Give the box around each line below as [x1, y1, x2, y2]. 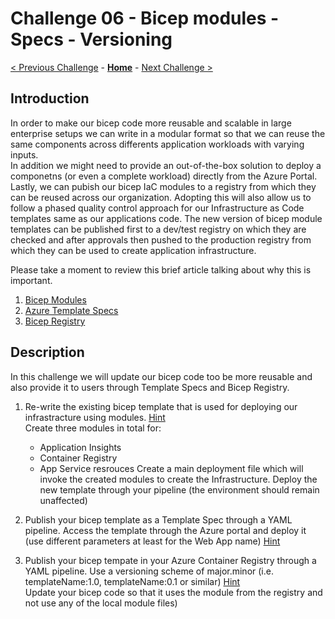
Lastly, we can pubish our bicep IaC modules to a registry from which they [10, 180, 317, 192]
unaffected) [39, 494, 88, 506]
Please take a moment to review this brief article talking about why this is [10, 263, 312, 276]
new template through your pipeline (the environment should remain [39, 483, 320, 496]
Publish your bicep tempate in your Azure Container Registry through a [24, 554, 317, 566]
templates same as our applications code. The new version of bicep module [10, 212, 323, 224]
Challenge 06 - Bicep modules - [10, 7, 280, 30]
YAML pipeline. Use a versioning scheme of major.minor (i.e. [24, 565, 274, 577]
